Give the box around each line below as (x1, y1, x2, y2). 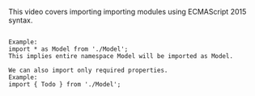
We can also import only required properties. (8, 66, 168, 74)
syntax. (8, 15, 33, 25)
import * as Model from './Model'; (8, 45, 129, 53)
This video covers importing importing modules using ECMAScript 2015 (8, 7, 247, 16)
